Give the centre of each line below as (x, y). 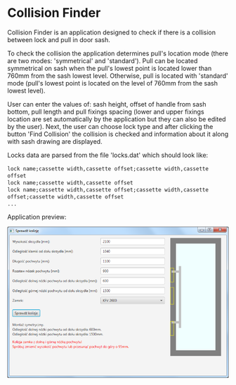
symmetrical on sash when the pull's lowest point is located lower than (110, 68)
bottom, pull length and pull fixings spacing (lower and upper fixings (106, 112)
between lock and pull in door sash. (59, 39)
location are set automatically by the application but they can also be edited (117, 119)
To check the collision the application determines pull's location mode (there (118, 53)
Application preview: (37, 217)
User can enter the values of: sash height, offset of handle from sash (107, 104)
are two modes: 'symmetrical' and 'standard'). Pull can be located (103, 60)
